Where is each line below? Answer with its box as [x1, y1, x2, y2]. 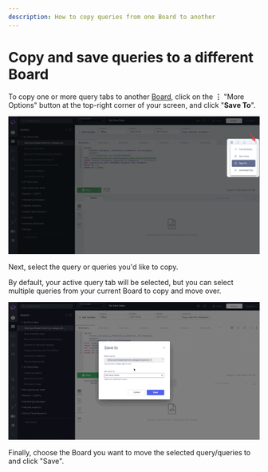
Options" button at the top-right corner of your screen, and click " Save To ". [8, 100, 256, 109]
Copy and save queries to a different [8, 48, 254, 66]
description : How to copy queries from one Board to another [8, 13, 216, 21]
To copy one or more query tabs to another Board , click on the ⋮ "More [8, 92, 245, 101]
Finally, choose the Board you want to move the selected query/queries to [8, 447, 251, 457]
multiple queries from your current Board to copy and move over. [8, 286, 222, 295]
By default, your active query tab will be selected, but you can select [8, 277, 234, 287]
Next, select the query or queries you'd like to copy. [8, 262, 179, 272]
